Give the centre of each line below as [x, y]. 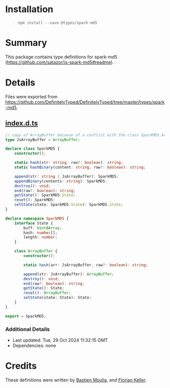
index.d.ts [22, 123]
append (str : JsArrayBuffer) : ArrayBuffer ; [69, 274]
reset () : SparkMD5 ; [35, 200]
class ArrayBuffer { [36, 251]
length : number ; [40, 237]
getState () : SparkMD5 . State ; [45, 195]
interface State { [34, 223]
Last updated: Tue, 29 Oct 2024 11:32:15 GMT [60, 340]
